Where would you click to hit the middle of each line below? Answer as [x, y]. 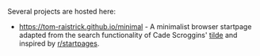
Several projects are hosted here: [62, 11]
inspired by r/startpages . [59, 43]
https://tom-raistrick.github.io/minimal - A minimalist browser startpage [135, 26]
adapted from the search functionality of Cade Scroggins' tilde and [128, 35]
